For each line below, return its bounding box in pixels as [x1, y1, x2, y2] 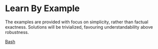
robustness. [5, 29, 29, 35]
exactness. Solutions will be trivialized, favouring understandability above [5, 24, 153, 30]
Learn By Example [5, 3, 80, 14]
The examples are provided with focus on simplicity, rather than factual [5, 19, 148, 25]
